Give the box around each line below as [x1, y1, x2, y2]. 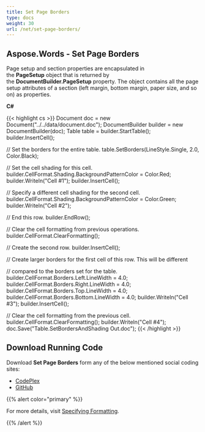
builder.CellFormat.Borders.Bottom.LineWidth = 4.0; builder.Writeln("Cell [6, 294, 188, 301]
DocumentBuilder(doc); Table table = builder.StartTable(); [6, 128, 151, 135]
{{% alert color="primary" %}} [6, 395, 83, 403]
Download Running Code [6, 343, 103, 353]
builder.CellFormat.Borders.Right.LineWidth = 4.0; [6, 280, 132, 288]
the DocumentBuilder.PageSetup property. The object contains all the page [6, 78, 199, 86]
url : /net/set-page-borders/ [6, 26, 81, 32]
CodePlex [15, 377, 40, 384]
